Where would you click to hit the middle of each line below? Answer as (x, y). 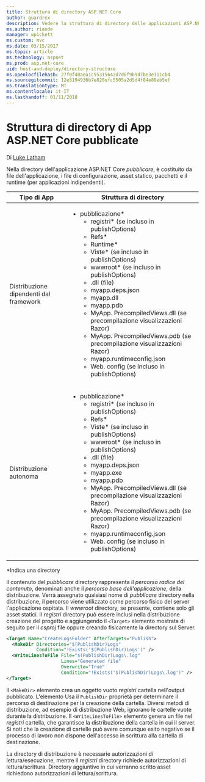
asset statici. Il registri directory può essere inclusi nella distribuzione (93, 614)
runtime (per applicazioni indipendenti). (56, 182)
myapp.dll (105, 298)
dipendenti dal (30, 294)
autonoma (24, 476)
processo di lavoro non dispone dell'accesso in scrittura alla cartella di (95, 735)
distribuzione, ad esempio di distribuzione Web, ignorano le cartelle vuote (99, 709)
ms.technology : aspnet (35, 57)
